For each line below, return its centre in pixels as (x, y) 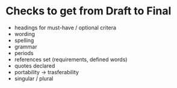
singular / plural (34, 78)
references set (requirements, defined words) (71, 59)
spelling (24, 40)
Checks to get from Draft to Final (88, 11)
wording (25, 34)
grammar (26, 47)
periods (24, 53)
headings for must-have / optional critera (65, 28)
